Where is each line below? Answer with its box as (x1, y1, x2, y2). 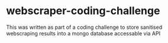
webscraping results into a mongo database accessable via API (6, 29, 161, 37)
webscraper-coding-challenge (6, 4, 160, 18)
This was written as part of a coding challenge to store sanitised (6, 24, 163, 31)
